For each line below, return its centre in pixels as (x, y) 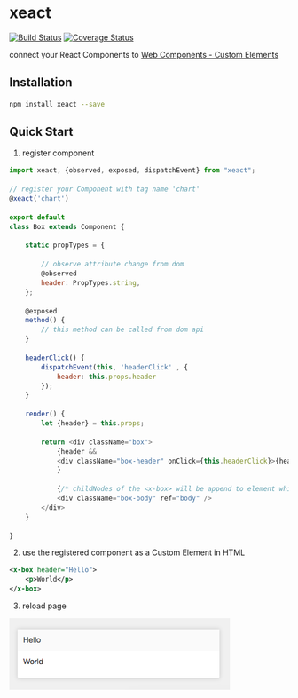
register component (58, 153)
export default (37, 217)
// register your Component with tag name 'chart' (105, 189)
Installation (41, 83)
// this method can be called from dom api (122, 330)
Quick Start (41, 132)
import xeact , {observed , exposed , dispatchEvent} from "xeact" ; (132, 171)
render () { (45, 414)
